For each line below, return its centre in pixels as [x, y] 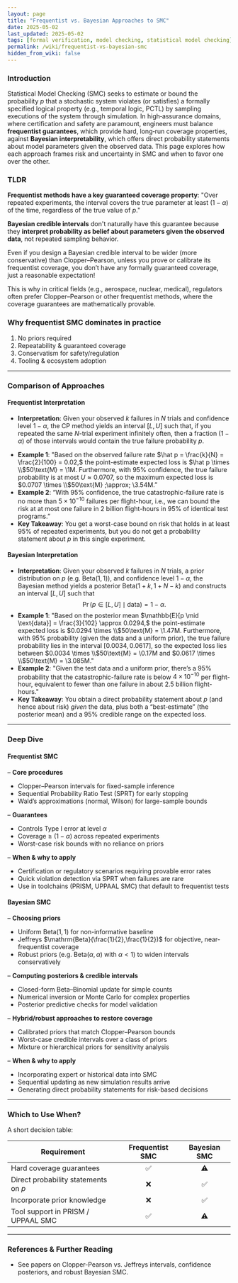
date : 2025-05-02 [33, 27]
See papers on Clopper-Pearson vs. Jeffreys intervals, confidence [114, 1265]
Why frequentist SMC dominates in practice [84, 323]
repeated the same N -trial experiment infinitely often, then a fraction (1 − [123, 433]
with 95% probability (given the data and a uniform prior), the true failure [124, 638]
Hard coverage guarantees [56, 1168]
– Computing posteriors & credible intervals [73, 975]
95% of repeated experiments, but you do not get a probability [109, 531]
